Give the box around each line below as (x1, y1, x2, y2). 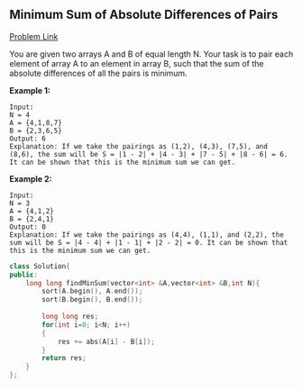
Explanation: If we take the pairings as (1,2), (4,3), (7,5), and (9, 141, 269, 151)
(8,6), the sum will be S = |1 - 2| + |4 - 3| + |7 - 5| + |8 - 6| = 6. (9, 149, 288, 158)
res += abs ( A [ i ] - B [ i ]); (57, 337, 155, 346)
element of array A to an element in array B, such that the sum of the (9, 58, 264, 68)
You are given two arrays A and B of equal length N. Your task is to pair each (9, 49, 294, 59)
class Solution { (9, 261, 70, 271)
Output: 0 (9, 222, 47, 231)
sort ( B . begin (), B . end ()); (41, 295, 143, 304)
